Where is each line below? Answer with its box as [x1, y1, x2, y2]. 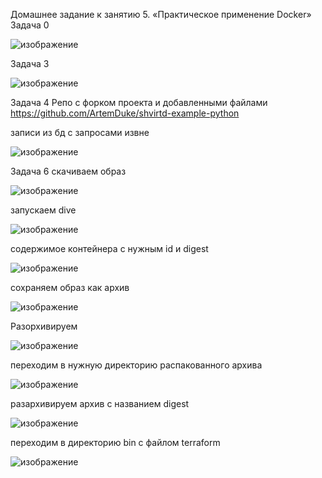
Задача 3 [10, 58, 50, 69]
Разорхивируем [10, 320, 78, 332]
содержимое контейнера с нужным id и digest [10, 243, 209, 254]
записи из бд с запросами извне [10, 127, 150, 138]
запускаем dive [10, 204, 77, 216]
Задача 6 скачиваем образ [10, 165, 127, 177]
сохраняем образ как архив [10, 282, 130, 293]
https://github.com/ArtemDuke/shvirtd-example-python [10, 107, 240, 119]
